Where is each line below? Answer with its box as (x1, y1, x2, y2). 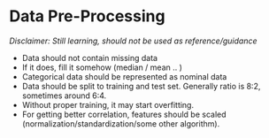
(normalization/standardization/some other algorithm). (21, 118, 220, 129)
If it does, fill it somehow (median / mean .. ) (21, 62, 183, 73)
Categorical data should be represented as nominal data (21, 71, 227, 81)
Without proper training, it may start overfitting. (21, 99, 195, 110)
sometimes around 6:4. (21, 90, 107, 101)
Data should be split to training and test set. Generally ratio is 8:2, (21, 80, 261, 91)
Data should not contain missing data (21, 52, 158, 63)
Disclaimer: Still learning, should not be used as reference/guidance (9, 35, 258, 46)
